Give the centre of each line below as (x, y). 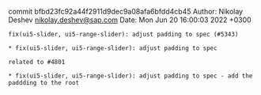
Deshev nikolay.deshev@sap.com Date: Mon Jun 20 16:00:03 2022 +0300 (130, 20)
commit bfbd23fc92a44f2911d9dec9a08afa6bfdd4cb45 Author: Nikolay (126, 11)
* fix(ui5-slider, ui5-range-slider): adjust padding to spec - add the (130, 76)
